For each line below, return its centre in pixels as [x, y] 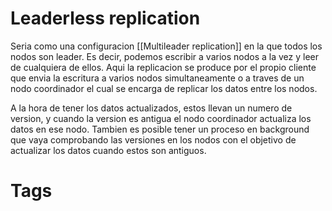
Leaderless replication [105, 18]
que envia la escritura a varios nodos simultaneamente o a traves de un [157, 78]
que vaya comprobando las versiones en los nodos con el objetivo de [153, 139]
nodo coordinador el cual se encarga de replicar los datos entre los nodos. [164, 88]
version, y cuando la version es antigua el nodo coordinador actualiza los [161, 118]
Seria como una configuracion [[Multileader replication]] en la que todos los [166, 46]
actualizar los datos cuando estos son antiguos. [108, 150]
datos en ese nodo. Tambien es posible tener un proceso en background [160, 129]
